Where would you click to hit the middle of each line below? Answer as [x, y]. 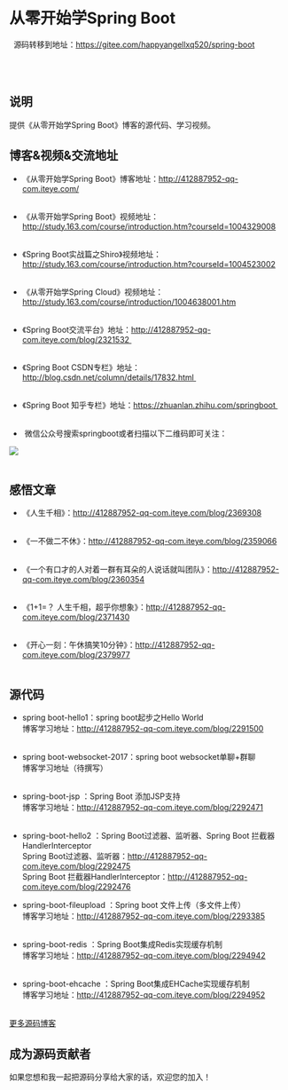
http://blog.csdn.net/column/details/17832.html [108, 377]
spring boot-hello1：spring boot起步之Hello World [113, 718]
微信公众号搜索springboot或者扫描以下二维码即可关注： [126, 433]
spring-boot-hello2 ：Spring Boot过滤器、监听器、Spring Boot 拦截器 [148, 836]
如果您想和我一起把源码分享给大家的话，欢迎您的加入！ [110, 1077]
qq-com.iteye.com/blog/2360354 [83, 580]
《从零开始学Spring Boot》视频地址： [90, 216]
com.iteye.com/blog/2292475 [76, 866]
